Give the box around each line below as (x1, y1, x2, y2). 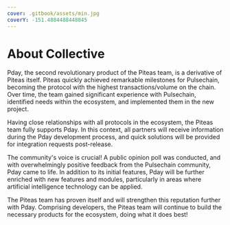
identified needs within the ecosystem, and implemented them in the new (7, 97, 215, 106)
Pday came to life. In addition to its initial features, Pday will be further (7, 168, 205, 176)
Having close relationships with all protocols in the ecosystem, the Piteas (7, 118, 214, 127)
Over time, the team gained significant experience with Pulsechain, (7, 91, 197, 99)
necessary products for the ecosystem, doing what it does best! (7, 211, 188, 219)
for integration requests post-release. (7, 140, 113, 148)
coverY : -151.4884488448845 (7, 16, 88, 23)
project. (7, 105, 30, 113)
